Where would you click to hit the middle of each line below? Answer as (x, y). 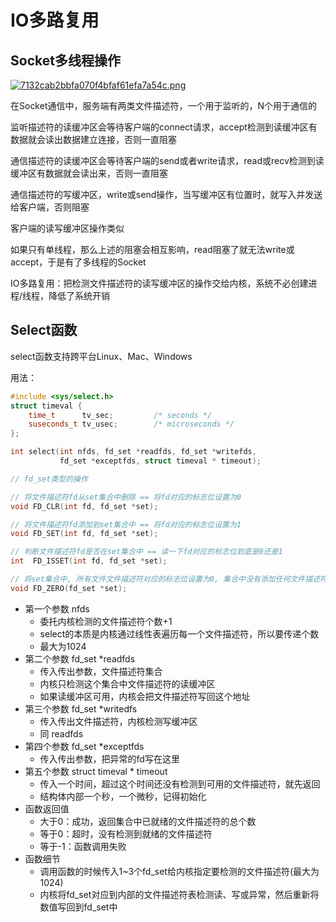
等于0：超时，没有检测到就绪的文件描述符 (126, 833)
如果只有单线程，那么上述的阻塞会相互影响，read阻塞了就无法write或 (152, 249)
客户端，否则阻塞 (54, 207)
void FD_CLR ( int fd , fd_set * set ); (84, 506)
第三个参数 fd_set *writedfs (81, 708)
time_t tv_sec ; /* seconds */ (120, 415)
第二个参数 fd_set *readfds (80, 658)
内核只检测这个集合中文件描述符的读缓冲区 (127, 683)
